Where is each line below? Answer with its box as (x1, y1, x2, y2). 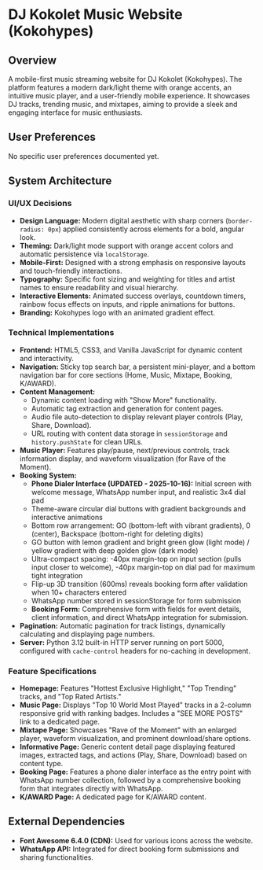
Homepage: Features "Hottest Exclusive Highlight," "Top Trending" (19, 684, 237, 693)
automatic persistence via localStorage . (19, 249, 149, 259)
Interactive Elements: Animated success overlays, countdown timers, (19, 291, 246, 300)
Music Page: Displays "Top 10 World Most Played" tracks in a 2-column (19, 700, 252, 710)
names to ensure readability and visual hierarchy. (19, 282, 179, 292)
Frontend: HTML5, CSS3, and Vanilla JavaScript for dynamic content (19, 345, 243, 355)
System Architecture (8, 175, 112, 188)
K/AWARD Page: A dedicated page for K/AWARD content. (19, 792, 206, 802)
